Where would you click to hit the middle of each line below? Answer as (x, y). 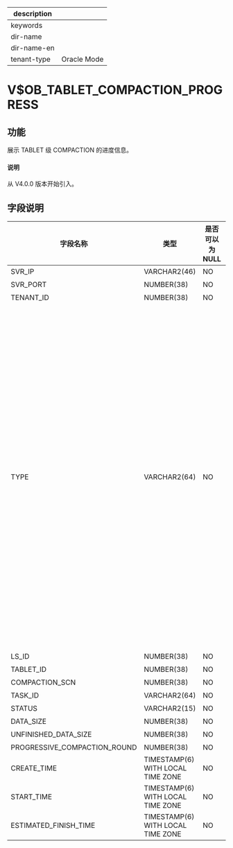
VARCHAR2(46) (170, 272)
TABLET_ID (29, 670)
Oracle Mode (83, 59)
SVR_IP (23, 272)
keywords (27, 25)
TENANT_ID (30, 297)
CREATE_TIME (34, 768)
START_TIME (31, 797)
